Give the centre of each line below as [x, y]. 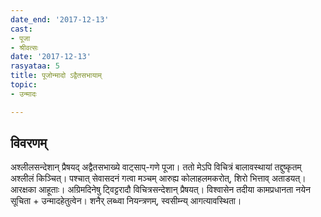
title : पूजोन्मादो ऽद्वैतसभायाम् [56, 76]
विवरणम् [29, 143]
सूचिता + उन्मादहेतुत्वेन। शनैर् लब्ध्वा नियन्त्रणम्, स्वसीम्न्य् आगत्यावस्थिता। [126, 201]
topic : [24, 85]
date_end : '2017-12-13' [60, 19]
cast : [21, 29]
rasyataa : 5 [35, 66]
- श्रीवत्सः [24, 47]
